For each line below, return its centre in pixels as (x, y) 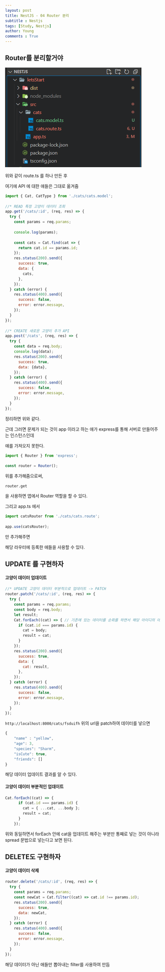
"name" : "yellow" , (34, 738)
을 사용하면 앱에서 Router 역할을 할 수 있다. (46, 496)
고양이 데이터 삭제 (22, 870)
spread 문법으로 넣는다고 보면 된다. (39, 840)
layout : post (18, 10)
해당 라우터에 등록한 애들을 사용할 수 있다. (45, 547)
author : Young (20, 31)
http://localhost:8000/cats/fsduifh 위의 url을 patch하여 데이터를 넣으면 (78, 723)
